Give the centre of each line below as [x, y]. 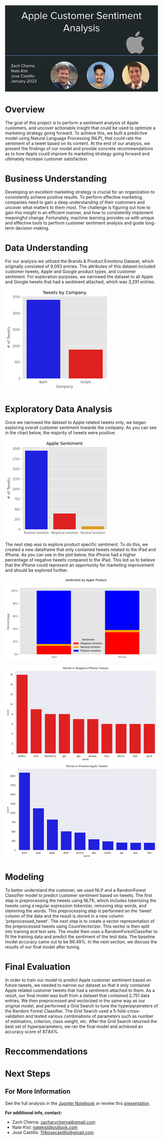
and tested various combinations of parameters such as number [90, 1016]
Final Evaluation [38, 967]
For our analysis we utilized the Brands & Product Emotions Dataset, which [80, 261]
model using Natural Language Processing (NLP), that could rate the [73, 138]
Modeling [24, 877]
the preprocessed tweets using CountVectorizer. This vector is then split [77, 926]
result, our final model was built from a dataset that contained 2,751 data [77, 996]
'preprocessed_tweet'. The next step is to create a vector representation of [80, 921]
